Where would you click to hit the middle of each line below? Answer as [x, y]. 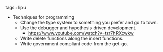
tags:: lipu [16, 7]
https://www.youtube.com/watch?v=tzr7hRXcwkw [81, 33]
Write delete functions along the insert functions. [72, 38]
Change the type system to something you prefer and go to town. [89, 22]
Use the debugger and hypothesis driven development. [78, 28]
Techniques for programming [43, 17]
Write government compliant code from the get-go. [74, 44]
